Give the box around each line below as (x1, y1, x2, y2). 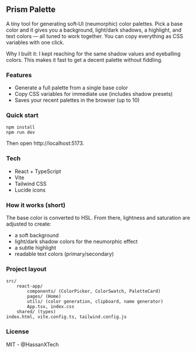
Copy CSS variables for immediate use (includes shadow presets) (14, 91, 173, 98)
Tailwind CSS (14, 180, 47, 187)
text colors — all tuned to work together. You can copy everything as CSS (6, 32, 183, 40)
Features (6, 71, 32, 79)
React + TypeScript (14, 168, 61, 175)
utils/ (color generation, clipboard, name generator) (27, 299, 164, 304)
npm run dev (6, 130, 35, 136)
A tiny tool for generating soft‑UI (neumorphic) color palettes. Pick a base (6, 20, 183, 27)
